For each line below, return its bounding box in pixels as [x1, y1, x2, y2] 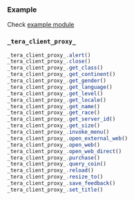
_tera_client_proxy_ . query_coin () [7, 161, 107, 168]
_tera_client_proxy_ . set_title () [7, 186, 104, 193]
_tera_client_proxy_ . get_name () [7, 103, 100, 110]
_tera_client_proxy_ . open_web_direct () [7, 148, 122, 154]
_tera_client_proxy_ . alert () [7, 52, 91, 59]
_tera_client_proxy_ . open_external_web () [7, 134, 128, 142]
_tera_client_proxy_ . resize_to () [7, 174, 104, 181]
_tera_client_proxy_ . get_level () [7, 90, 104, 97]
